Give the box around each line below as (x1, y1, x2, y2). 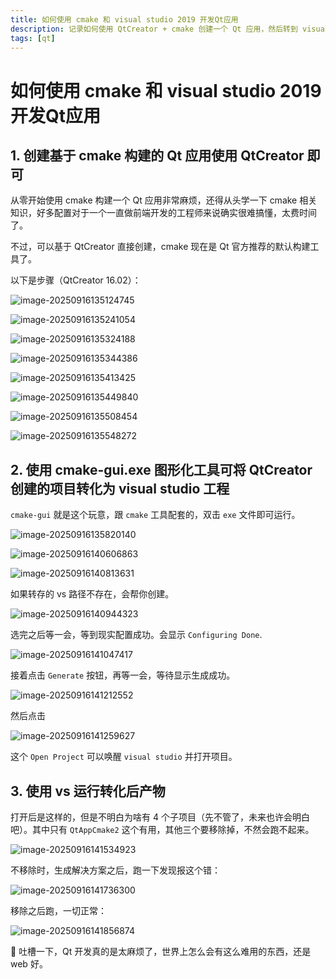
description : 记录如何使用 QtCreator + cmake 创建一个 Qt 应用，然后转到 (10, 24, 298, 34)
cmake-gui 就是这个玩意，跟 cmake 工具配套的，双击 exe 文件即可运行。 (10, 509, 301, 521)
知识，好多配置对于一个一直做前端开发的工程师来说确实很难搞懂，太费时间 (10, 207, 317, 219)
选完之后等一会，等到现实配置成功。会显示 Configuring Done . (10, 629, 263, 641)
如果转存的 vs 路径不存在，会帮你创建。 (10, 588, 175, 600)
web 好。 (10, 958, 48, 970)
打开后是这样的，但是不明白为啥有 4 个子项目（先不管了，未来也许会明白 (10, 811, 310, 823)
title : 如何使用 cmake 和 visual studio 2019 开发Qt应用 (10, 14, 239, 25)
